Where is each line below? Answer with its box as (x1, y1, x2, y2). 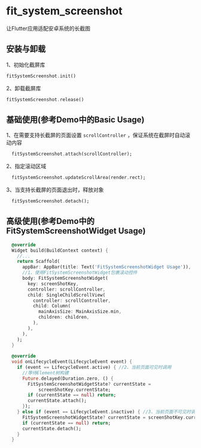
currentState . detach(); (22, 425, 82, 432)
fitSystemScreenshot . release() (6, 96, 84, 102)
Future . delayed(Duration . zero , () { (22, 376, 114, 382)
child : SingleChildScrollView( (28, 292, 106, 298)
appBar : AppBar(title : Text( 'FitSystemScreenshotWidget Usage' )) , (22, 264, 191, 270)
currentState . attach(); (28, 398, 87, 404)
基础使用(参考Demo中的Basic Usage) (6, 114, 145, 125)
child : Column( (32, 303, 71, 309)
